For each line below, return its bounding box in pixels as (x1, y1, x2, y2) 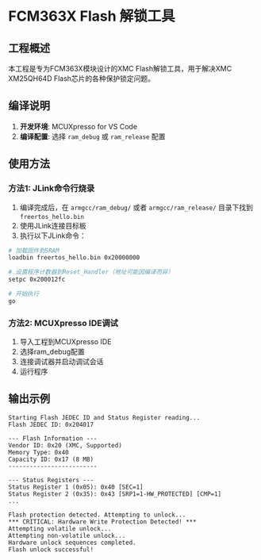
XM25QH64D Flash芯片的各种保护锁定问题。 (8, 74, 155, 83)
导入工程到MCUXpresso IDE (19, 337, 112, 347)
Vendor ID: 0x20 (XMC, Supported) (8, 441, 123, 449)
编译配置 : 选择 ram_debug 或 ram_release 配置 (19, 132, 166, 141)
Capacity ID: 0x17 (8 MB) (8, 455, 94, 463)
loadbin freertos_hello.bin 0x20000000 (8, 254, 140, 262)
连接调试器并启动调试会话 (19, 357, 104, 366)
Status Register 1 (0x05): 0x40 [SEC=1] (8, 483, 144, 491)
